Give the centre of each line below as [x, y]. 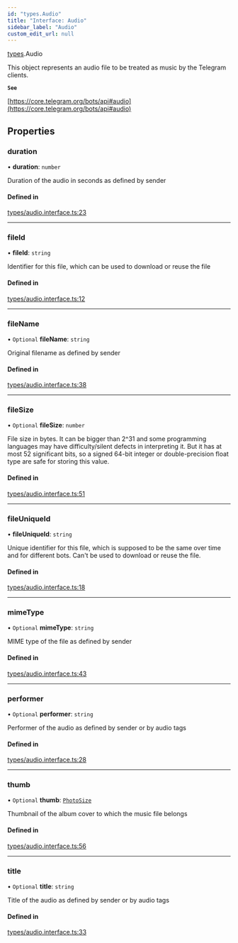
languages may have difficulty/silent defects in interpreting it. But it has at [114, 447]
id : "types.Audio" [34, 14]
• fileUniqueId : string [40, 534]
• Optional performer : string [50, 714]
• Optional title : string [41, 886]
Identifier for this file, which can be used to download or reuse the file [109, 267]
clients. [18, 75]
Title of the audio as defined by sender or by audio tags [89, 900]
